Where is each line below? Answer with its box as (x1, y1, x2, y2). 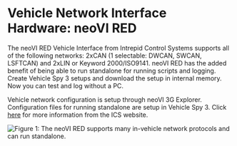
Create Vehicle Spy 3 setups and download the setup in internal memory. (7, 73, 223, 83)
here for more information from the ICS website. (7, 110, 148, 119)
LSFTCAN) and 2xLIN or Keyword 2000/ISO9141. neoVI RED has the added (7, 58, 227, 67)
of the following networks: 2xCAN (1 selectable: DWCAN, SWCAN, (7, 51, 202, 60)
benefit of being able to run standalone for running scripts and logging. (7, 66, 216, 75)
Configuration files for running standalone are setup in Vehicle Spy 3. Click (7, 103, 227, 111)
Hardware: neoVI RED (7, 20, 137, 36)
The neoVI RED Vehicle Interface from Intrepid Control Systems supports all (7, 43, 230, 52)
